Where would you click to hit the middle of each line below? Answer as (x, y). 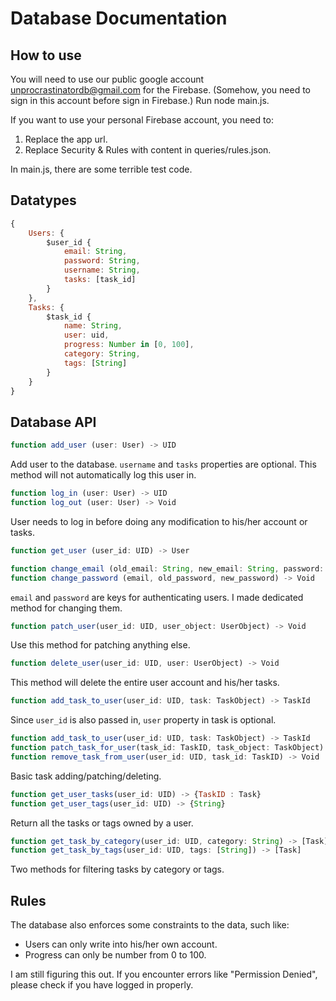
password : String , (102, 261)
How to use (46, 55)
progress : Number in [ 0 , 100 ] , (129, 345)
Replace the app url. (66, 139)
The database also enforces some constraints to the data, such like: (150, 925)
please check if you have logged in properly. (102, 985)
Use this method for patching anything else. (100, 645)
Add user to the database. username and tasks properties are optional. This (163, 464)
